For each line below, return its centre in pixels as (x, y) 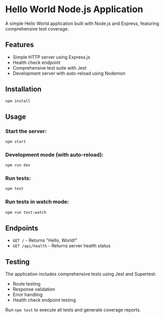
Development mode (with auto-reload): (55, 154)
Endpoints (22, 228)
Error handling (27, 295)
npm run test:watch (26, 212)
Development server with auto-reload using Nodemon (69, 73)
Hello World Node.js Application (74, 9)
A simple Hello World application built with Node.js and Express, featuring (82, 23)
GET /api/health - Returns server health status (61, 246)
